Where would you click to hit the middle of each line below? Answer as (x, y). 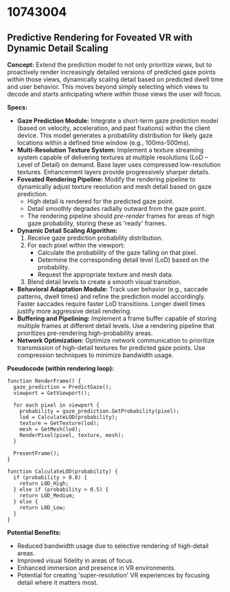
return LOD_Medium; (47, 496)
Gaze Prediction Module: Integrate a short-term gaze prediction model (117, 121)
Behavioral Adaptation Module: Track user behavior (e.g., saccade (112, 289)
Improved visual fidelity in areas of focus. (76, 560)
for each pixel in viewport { (56, 405)
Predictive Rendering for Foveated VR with (100, 38)
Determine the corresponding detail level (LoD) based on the (123, 260)
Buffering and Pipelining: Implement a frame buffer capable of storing (117, 318)
